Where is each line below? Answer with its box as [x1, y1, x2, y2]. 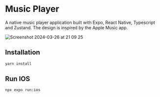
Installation [5, 48, 40, 57]
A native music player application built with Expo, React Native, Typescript [5, 19, 156, 25]
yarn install [5, 61, 32, 66]
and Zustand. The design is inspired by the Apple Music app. [5, 24, 128, 30]
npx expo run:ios [5, 88, 41, 93]
